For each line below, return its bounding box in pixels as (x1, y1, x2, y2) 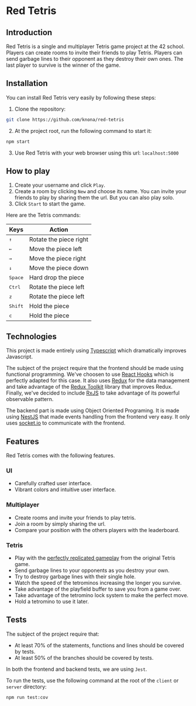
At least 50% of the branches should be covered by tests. (14, 654, 154, 661)
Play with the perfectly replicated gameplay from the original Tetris (14, 554, 176, 561)
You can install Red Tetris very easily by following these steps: (6, 94, 156, 101)
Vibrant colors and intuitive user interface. (14, 486, 116, 493)
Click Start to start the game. (14, 200, 86, 207)
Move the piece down (29, 264, 89, 272)
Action (49, 225, 68, 234)
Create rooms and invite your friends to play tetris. (14, 514, 136, 521)
